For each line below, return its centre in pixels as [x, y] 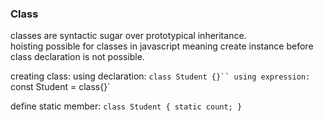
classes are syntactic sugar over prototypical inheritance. [128, 36]
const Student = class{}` [60, 87]
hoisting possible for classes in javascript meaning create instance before [162, 46]
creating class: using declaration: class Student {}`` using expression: [160, 76]
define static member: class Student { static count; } [126, 106]
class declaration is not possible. [77, 57]
